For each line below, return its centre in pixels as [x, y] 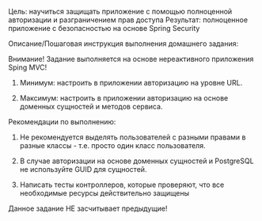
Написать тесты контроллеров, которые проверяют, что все [122, 185]
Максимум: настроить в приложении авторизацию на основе [124, 98]
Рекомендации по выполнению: [62, 122]
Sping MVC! [28, 67]
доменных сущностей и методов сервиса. [91, 107]
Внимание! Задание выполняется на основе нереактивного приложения [131, 59]
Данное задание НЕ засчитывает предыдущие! [88, 208]
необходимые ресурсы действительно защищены [104, 193]
